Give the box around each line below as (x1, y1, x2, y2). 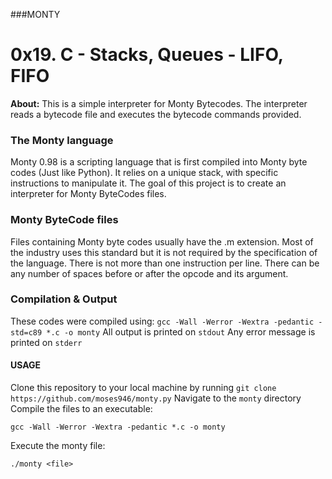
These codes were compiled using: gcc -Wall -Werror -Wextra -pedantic (10, 315, 315, 327)
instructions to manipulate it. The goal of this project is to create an (10, 177, 287, 189)
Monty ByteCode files (10, 213, 119, 227)
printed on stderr (10, 336, 83, 348)
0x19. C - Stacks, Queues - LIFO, (10, 44, 284, 66)
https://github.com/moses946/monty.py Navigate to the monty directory (10, 392, 302, 404)
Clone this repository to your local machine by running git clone (10, 382, 277, 394)
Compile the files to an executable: (10, 403, 153, 415)
